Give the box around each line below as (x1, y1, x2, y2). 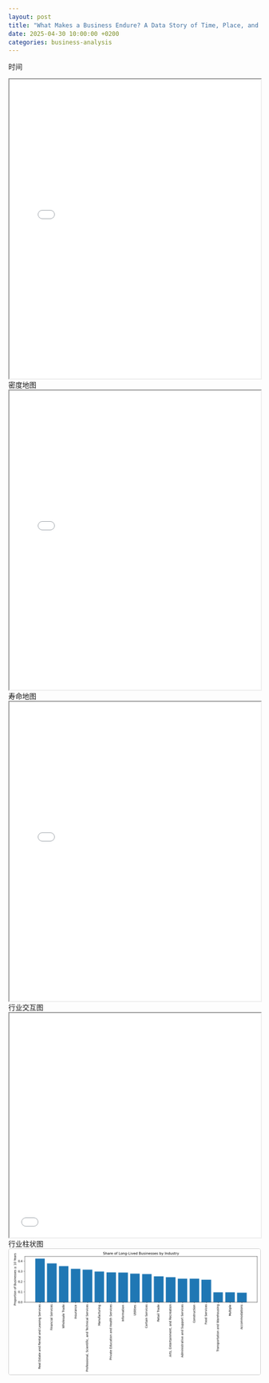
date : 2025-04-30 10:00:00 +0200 (8, 30, 120, 38)
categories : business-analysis (8, 38, 113, 46)
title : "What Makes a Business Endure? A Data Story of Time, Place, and (8, 21, 259, 30)
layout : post (8, 13, 52, 21)
